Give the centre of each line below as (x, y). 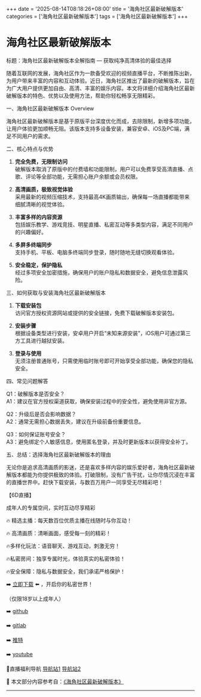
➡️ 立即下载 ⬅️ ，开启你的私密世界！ (50, 584)
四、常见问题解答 (27, 381)
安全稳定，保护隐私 (39, 265)
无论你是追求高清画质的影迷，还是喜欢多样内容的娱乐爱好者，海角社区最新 (98, 467)
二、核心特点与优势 (30, 149)
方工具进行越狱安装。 (41, 340)
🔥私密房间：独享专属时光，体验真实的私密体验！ (66, 559)
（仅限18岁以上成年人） (35, 599)
